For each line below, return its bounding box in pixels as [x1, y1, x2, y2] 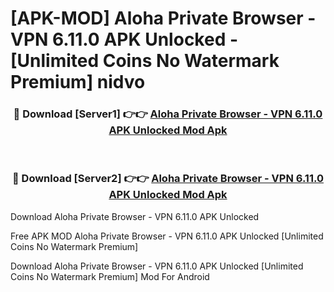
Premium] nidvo [10, 71, 146, 94]
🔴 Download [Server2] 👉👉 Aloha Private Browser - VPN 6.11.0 [11, 172, 324, 186]
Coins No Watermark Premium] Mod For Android [10, 270, 210, 282]
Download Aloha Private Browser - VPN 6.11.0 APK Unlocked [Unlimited [10, 260, 304, 272]
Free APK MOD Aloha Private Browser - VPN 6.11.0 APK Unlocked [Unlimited [10, 230, 324, 242]
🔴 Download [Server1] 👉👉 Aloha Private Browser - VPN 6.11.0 [13, 107, 323, 121]
